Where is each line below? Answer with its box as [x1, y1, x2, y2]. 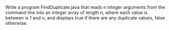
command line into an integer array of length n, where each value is [5, 9, 148, 15]
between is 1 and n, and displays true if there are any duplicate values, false [5, 15, 165, 20]
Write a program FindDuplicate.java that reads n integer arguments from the [5, 4, 165, 10]
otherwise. [5, 20, 28, 26]
